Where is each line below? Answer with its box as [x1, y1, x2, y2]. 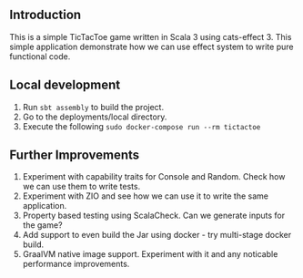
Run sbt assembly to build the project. [22, 101, 165, 112]
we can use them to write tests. [22, 181, 141, 192]
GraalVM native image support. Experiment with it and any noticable [22, 249, 278, 260]
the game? [22, 220, 63, 231]
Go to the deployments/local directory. [22, 111, 167, 122]
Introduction [9, 7, 82, 23]
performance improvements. [22, 259, 130, 270]
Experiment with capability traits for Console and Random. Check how [22, 171, 286, 182]
